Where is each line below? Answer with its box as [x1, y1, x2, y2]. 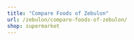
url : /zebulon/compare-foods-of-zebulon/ [7, 16, 128, 23]
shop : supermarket [7, 22, 60, 29]
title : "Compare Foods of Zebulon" [7, 9, 109, 17]
